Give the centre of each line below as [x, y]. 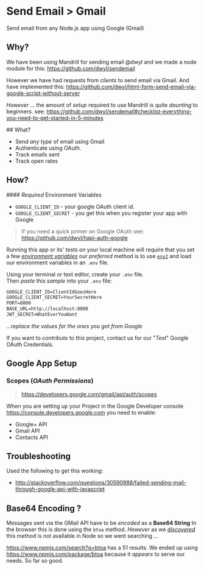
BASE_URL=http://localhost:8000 [47, 309]
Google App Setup [42, 364]
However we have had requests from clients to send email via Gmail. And [98, 80]
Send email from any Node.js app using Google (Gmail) [75, 28]
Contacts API [32, 437]
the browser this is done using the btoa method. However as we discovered [101, 530]
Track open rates [37, 161]
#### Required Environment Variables [54, 195]
